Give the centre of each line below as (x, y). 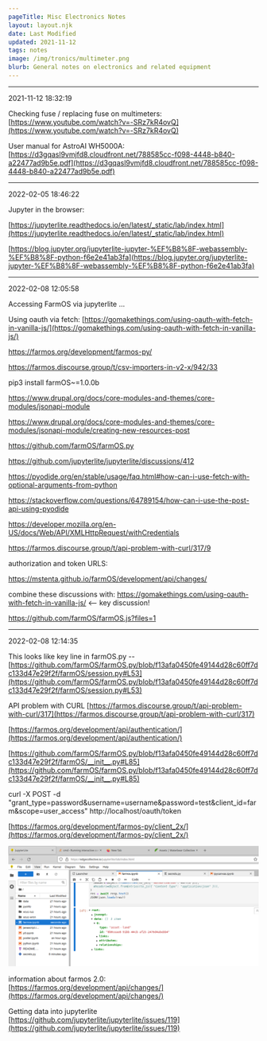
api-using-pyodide (39, 508)
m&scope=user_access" (48, 810)
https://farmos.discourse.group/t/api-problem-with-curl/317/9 (110, 548)
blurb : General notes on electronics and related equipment (110, 68)
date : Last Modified (43, 33)
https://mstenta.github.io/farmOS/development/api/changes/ (108, 579)
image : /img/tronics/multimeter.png (69, 59)
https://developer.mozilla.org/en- (62, 524)
